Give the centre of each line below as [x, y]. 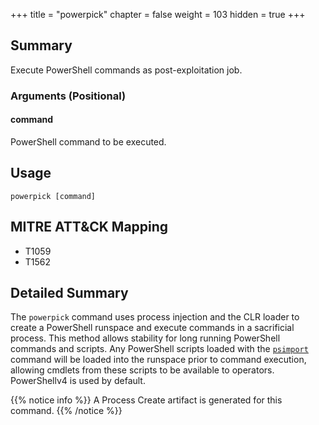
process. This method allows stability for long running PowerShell [145, 338]
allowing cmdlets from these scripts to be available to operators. [142, 370]
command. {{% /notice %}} [66, 411]
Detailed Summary [69, 292]
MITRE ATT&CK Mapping [89, 227]
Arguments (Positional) [68, 96]
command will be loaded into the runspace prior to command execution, [158, 360]
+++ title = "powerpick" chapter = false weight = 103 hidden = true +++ [158, 14]
